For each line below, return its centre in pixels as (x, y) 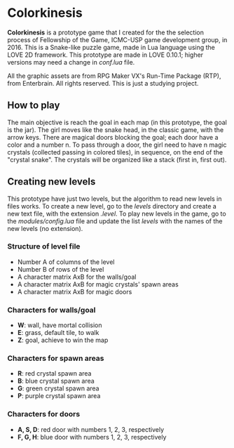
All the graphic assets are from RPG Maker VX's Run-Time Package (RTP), (114, 76)
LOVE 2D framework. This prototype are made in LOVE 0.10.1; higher (105, 55)
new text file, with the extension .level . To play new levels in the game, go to (117, 213)
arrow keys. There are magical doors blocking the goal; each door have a (113, 137)
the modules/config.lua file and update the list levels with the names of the (115, 221)
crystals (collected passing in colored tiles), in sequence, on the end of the (115, 152)
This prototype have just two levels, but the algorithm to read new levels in (115, 199)
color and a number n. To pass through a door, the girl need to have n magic (117, 145)
